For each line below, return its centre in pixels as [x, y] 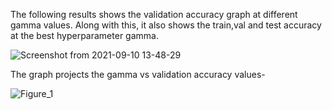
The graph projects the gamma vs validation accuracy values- [138, 74]
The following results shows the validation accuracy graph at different [154, 14]
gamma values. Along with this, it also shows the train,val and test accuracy [166, 25]
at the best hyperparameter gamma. [84, 35]
